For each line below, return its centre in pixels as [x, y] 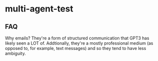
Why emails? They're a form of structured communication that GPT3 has [77, 38]
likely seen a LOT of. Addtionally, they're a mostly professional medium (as [79, 43]
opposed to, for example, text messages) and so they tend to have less [76, 48]
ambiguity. [15, 53]
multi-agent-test [39, 9]
